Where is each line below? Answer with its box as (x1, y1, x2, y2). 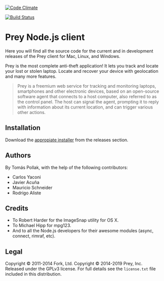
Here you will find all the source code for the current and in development (5, 48, 154, 54)
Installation (5, 124, 41, 132)
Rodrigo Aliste (12, 190, 41, 196)
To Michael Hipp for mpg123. (12, 223, 72, 228)
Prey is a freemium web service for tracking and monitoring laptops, (17, 83, 156, 89)
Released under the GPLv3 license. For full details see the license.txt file (5, 266, 156, 272)
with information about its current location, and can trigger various (17, 104, 153, 110)
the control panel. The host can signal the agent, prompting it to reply (17, 99, 159, 105)
